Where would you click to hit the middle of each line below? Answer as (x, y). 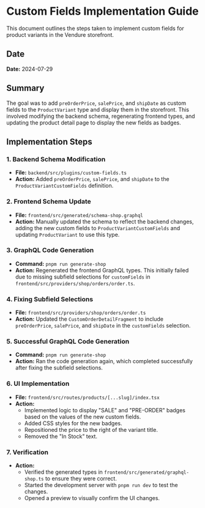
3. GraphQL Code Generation (50, 250)
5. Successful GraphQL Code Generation (68, 342)
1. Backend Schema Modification (56, 159)
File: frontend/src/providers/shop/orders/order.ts (80, 313)
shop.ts (34, 479)
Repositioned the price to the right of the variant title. (91, 429)
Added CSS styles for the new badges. (73, 423)
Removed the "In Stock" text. (61, 436)
